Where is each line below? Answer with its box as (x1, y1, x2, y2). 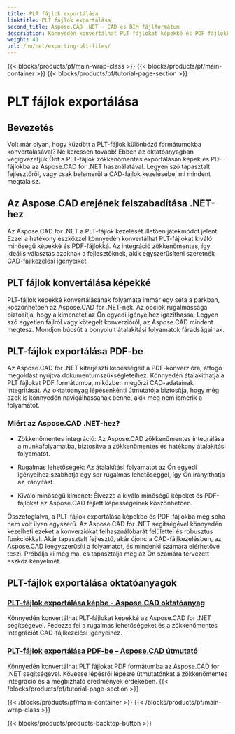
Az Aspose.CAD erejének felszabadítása (7, 197, 187, 210)
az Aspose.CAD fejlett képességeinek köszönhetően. (40, 498, 193, 507)
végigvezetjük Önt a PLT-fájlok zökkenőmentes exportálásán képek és (7, 155, 210, 163)
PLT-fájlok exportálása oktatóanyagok (7, 577, 177, 589)
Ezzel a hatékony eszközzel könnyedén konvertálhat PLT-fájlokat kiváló (7, 234, 212, 243)
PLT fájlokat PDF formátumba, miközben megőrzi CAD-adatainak (7, 379, 194, 387)
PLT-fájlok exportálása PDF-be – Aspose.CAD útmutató (7, 646, 198, 656)
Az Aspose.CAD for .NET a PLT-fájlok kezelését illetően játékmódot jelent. (7, 226, 219, 235)
